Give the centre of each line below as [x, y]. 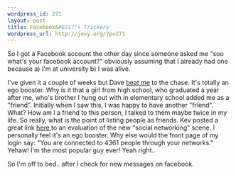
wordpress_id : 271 [34, 14]
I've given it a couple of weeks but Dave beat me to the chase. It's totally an [118, 83]
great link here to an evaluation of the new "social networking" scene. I [111, 128]
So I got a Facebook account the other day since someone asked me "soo [116, 54]
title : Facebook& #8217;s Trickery [59, 27]
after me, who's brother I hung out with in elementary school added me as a [118, 98]
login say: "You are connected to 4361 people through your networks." [111, 143]
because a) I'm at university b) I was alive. [69, 69]
